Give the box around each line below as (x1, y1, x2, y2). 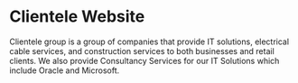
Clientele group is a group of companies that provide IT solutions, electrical (9, 36, 290, 47)
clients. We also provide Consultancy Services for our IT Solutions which (9, 55, 280, 66)
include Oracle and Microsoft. (9, 65, 120, 76)
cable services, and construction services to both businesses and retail (9, 45, 275, 56)
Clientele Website (9, 6, 145, 27)
